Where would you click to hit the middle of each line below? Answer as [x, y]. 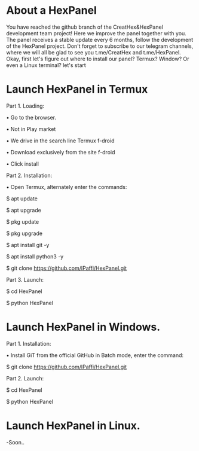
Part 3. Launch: [25, 279]
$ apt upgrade [24, 210]
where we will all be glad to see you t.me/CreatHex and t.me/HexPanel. [94, 52]
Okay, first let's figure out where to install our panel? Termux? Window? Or [98, 59]
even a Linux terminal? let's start [46, 65]
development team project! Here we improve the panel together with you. [96, 33]
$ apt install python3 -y [35, 256]
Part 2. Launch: [25, 378]
